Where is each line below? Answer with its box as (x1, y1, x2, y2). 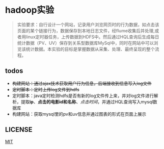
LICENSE (5, 125, 33, 134)
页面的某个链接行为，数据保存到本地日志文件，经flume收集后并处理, (17, 27, 155, 33)
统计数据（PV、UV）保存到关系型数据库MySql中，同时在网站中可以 (17, 40, 154, 46)
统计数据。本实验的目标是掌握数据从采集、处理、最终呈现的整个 (26, 46, 155, 52)
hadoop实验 (5, 4, 55, 16)
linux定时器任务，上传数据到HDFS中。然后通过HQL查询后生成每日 (26, 34, 160, 40)
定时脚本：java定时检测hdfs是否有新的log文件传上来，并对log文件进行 (12, 93, 154, 99)
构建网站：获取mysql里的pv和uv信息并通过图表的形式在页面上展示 (12, 111, 146, 117)
